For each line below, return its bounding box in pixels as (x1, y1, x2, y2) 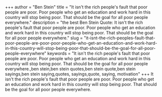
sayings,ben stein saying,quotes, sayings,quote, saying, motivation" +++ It (5, 71, 154, 77)
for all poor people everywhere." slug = (5, 35, 83, 41)
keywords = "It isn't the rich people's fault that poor (47, 50, 150, 56)
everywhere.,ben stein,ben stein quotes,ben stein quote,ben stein (5, 66, 136, 72)
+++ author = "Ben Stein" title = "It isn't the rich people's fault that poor (5, 4, 147, 10)
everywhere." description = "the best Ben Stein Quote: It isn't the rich (5, 19, 143, 25)
